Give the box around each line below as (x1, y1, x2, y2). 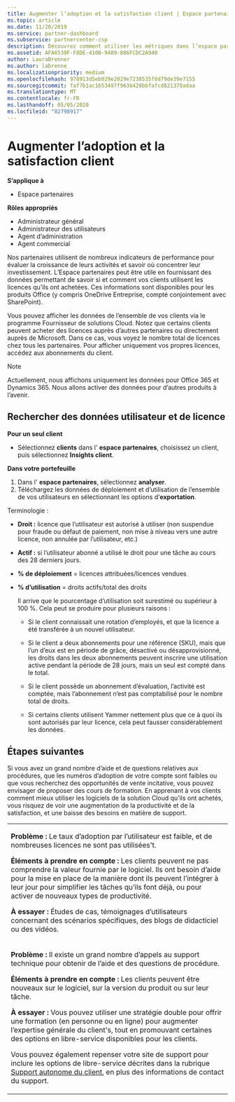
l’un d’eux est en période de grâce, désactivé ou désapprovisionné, (27, 646, 222, 654)
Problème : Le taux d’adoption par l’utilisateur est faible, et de (10, 831, 213, 841)
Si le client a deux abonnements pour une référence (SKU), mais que (27, 639, 226, 647)
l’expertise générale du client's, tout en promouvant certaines (10, 1025, 213, 1035)
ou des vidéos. (10, 925, 59, 934)
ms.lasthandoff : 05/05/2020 (7, 102, 90, 109)
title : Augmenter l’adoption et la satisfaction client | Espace (7, 10, 201, 18)
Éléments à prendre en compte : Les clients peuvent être (10, 974, 200, 984)
